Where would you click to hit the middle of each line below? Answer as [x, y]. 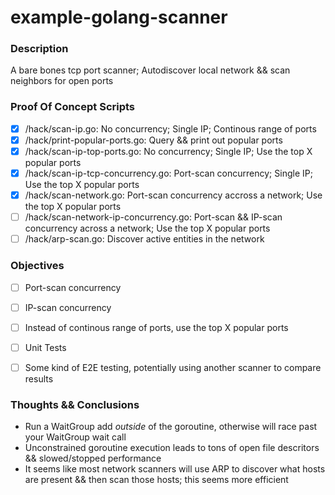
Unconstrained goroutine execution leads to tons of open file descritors [172, 448]
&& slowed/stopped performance [93, 458]
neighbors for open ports [62, 81]
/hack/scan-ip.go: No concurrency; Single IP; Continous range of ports [170, 128]
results [39, 378]
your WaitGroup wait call [75, 437]
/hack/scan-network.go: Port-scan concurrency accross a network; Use [173, 195]
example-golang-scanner [119, 17]
